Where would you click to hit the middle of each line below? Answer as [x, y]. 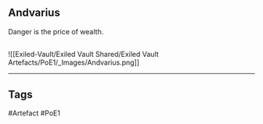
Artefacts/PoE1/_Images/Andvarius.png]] [74, 62]
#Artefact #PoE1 [34, 113]
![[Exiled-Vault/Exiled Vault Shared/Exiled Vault [83, 55]
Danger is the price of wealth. [56, 31]
